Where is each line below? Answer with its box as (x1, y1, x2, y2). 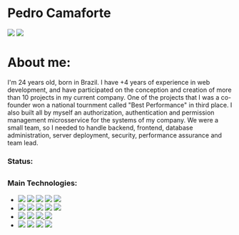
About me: (7, 55, 71, 70)
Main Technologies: (7, 178, 78, 188)
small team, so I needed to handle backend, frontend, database (7, 123, 193, 132)
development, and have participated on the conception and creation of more (7, 85, 232, 94)
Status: (7, 156, 34, 166)
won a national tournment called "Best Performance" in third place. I (31, 100, 233, 109)
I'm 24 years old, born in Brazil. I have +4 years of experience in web (7, 78, 210, 86)
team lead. (7, 138, 39, 147)
